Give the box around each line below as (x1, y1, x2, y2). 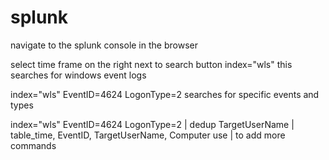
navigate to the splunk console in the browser (10, 39, 198, 51)
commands (10, 139, 57, 151)
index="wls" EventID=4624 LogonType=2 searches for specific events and (10, 88, 320, 100)
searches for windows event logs (10, 69, 147, 81)
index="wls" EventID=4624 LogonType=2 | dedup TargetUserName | (10, 118, 295, 130)
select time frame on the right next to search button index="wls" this (10, 58, 293, 70)
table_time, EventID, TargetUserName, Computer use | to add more (10, 129, 286, 141)
